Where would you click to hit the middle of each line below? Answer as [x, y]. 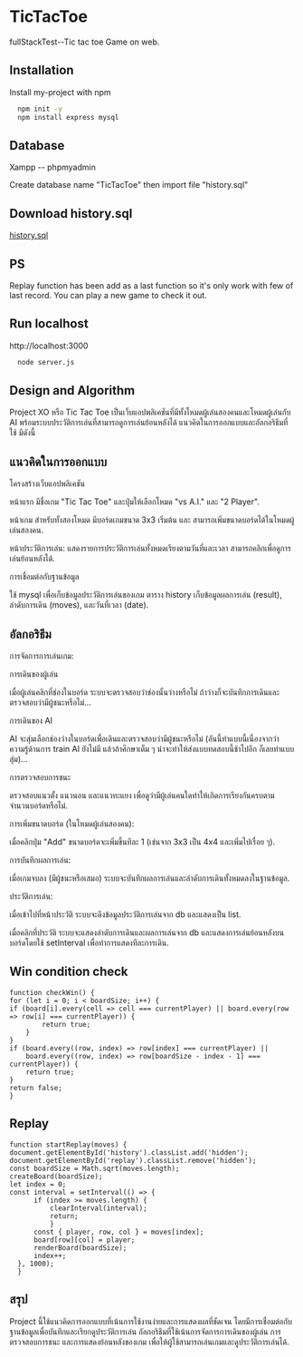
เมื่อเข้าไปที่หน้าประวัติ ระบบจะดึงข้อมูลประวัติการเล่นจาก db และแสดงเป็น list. [125, 914]
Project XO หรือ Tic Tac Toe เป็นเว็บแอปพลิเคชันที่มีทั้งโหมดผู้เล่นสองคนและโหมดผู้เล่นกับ [150, 412]
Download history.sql [71, 214]
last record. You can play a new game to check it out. [109, 295]
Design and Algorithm [72, 391]
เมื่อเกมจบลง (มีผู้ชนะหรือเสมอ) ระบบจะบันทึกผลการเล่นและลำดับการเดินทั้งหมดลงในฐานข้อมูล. [150, 878]
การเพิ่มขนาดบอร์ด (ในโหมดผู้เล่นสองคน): [72, 824]
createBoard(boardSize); [56, 1176]
